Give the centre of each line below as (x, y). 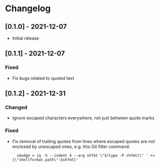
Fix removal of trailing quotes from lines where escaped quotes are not (83, 141)
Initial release (25, 38)
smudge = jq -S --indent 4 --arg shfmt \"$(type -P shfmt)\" (80, 155)
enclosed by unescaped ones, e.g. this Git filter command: (71, 146)
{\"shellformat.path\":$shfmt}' (45, 160)
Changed (16, 107)
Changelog (28, 9)
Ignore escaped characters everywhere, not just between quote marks (83, 118)
